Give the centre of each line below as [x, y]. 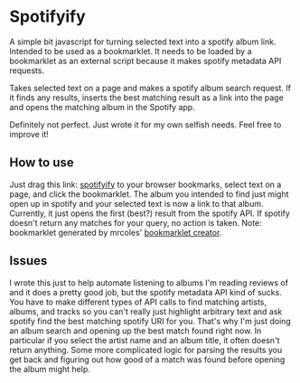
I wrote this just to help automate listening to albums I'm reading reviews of [149, 283]
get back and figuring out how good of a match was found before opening [147, 360]
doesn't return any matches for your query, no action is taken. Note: [136, 222]
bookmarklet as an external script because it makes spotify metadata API [145, 61]
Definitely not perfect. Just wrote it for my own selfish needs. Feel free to [145, 125]
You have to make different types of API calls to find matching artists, [138, 302]
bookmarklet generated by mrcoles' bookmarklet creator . [116, 232]
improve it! [29, 134]
